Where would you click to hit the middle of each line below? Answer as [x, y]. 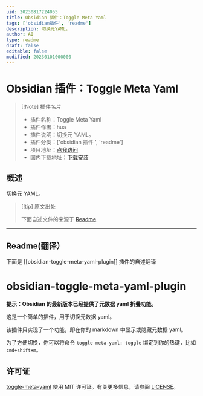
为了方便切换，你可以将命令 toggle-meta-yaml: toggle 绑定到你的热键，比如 [101, 343]
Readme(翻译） [36, 246]
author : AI [20, 34]
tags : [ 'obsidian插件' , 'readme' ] [49, 23]
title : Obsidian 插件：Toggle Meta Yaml [56, 18]
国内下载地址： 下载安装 [59, 157]
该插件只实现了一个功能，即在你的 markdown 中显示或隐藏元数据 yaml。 [96, 329]
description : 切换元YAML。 [38, 29]
